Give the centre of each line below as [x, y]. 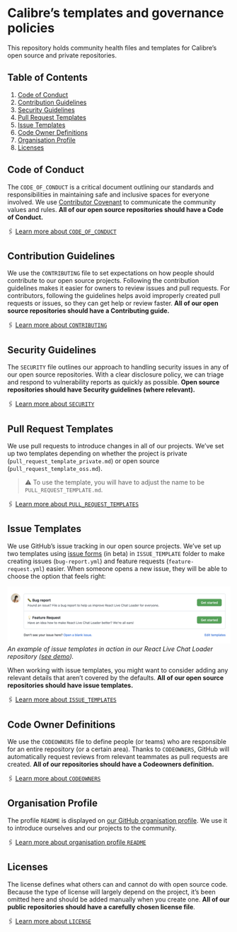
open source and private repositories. [62, 55]
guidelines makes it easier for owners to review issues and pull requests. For [118, 288]
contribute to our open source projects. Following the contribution [103, 281]
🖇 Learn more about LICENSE [50, 921]
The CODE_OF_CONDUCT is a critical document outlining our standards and [111, 187]
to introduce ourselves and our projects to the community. [92, 828]
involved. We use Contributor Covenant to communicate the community [112, 202]
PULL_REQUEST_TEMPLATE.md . [64, 490]
